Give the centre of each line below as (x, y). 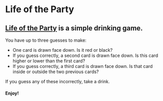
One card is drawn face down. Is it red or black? (63, 50)
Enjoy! (12, 93)
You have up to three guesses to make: (46, 40)
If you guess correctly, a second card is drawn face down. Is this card (85, 55)
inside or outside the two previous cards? (56, 72)
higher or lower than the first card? (49, 61)
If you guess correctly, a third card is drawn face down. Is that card (83, 66)
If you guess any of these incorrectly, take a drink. (57, 81)
